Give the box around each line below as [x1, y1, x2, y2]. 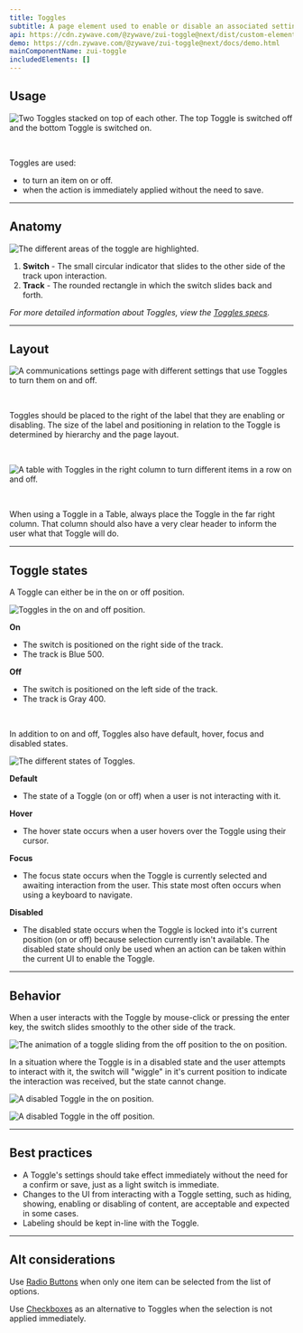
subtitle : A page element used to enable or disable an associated [9, 22, 269, 31]
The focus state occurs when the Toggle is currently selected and [22, 870, 268, 881]
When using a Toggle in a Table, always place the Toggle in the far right [9, 509, 275, 520]
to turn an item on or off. [22, 174, 114, 185]
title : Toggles [9, 13, 67, 23]
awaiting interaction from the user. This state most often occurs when [22, 880, 281, 891]
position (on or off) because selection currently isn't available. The [22, 934, 271, 945]
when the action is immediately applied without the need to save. [22, 184, 264, 195]
